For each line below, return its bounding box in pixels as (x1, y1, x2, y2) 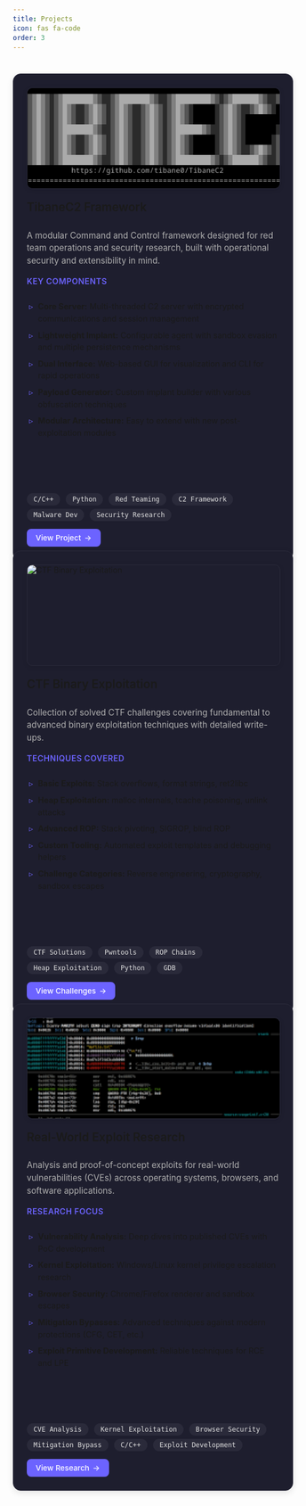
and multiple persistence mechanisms (37, 342, 181, 352)
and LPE (37, 1357, 69, 1368)
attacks (37, 807, 66, 818)
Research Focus (27, 1206, 104, 1216)
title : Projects (12, 14, 73, 23)
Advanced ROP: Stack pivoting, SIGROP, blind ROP (37, 823, 230, 834)
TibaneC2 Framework (27, 200, 148, 215)
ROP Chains (155, 948, 197, 958)
